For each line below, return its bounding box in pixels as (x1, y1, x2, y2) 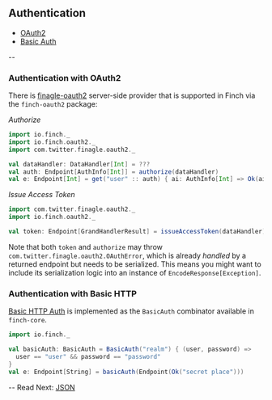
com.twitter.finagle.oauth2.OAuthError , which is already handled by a (8, 251, 247, 260)
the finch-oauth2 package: (8, 99, 98, 109)
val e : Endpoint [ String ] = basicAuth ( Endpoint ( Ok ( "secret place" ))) (8, 368, 244, 376)
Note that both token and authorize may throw (8, 242, 164, 251)
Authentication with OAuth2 (8, 72, 121, 83)
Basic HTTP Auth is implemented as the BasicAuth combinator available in (8, 306, 255, 316)
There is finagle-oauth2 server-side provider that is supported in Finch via (8, 91, 256, 100)
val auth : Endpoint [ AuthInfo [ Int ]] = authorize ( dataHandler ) (8, 167, 219, 176)
